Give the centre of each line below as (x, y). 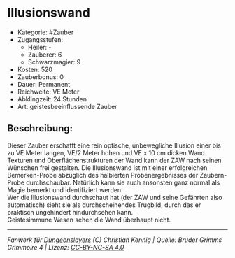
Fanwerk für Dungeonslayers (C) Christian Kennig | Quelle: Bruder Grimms (115, 240)
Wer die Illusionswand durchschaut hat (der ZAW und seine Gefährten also (115, 197)
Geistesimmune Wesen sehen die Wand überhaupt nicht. (89, 220)
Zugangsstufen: (40, 39)
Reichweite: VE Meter (48, 92)
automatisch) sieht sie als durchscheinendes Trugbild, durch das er (104, 205)
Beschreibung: (40, 128)
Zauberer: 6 (45, 55)
